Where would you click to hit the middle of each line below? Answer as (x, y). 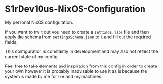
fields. (11, 42)
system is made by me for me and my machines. (54, 76)
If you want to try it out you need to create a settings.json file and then (77, 32)
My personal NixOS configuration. (39, 22)
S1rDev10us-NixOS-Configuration (75, 9)
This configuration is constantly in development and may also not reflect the (81, 51)
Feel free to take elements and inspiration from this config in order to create (81, 66)
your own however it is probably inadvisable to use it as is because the (76, 71)
